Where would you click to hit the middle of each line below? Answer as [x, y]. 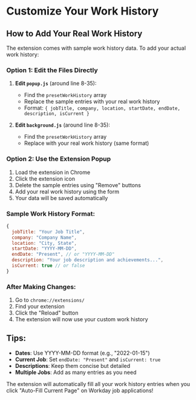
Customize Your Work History [83, 11]
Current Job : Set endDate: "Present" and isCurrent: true [88, 359]
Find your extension [40, 307]
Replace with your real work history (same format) [87, 143]
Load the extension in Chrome [53, 172]
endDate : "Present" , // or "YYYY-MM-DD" [63, 255]
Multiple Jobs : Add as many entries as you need [76, 372]
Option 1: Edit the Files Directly [52, 70]
